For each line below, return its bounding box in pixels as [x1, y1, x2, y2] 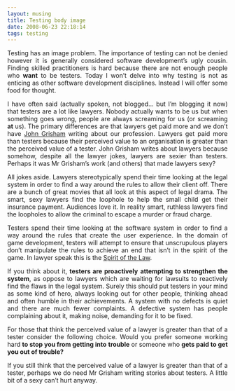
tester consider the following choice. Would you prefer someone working [7, 333, 228, 341]
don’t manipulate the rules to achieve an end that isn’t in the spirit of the [7, 246, 228, 254]
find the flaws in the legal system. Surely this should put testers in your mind [7, 282, 228, 291]
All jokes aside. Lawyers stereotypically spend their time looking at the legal [7, 173, 228, 181]
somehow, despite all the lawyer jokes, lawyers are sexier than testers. [7, 152, 228, 160]
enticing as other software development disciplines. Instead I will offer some [7, 78, 228, 88]
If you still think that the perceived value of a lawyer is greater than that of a [7, 362, 228, 370]
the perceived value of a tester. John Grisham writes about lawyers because [7, 144, 228, 153]
